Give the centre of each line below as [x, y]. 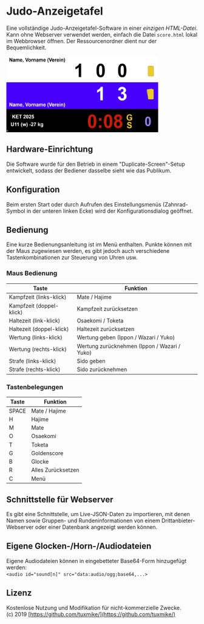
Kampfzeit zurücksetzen [107, 309]
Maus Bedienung [32, 274]
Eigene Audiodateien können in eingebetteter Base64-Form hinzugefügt [97, 561]
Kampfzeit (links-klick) [38, 297]
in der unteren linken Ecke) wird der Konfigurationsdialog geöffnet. [110, 211]
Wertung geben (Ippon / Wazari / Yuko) [126, 338]
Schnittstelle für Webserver [60, 499]
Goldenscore [47, 453]
